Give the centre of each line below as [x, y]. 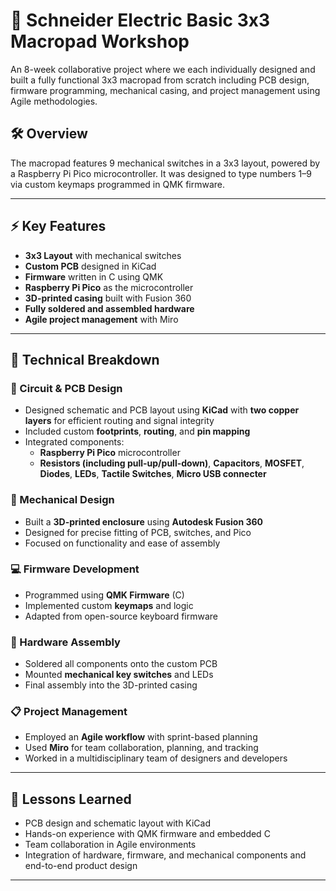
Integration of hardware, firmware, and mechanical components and [165, 855]
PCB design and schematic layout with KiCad [118, 823]
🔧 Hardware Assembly [65, 642]
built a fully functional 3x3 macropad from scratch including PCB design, [160, 80]
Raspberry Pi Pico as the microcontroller [109, 287]
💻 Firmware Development [75, 569]
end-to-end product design [81, 866]
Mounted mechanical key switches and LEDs [119, 675]
